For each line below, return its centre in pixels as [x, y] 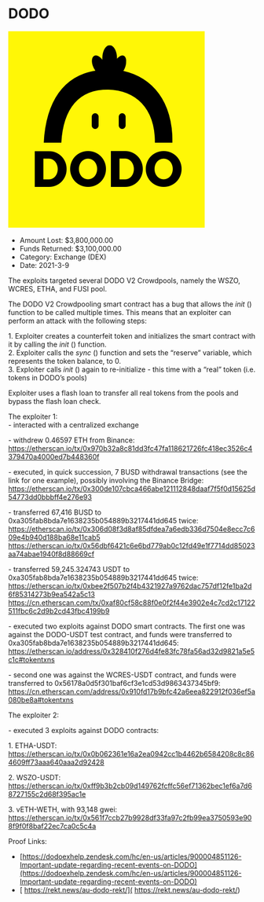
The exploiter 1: [33, 416]
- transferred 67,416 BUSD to [55, 512]
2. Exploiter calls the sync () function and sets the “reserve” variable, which [130, 352]
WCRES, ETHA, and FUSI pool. [58, 288]
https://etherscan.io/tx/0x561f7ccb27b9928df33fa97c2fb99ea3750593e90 [130, 817]
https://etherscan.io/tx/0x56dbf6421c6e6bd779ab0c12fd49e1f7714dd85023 [132, 545]
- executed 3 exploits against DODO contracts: [84, 730]
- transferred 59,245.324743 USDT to [69, 569]
